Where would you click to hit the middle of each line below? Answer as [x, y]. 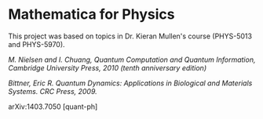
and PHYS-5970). [37, 44]
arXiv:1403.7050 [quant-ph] [53, 106]
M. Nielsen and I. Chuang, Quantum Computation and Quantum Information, [132, 59]
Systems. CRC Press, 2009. [53, 91]
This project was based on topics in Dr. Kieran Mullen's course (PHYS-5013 [130, 36]
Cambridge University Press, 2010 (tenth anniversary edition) [107, 67]
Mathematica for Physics [91, 14]
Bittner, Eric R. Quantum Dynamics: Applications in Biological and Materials [130, 83]
